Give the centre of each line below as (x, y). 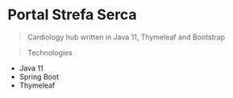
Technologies (50, 52)
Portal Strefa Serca (73, 15)
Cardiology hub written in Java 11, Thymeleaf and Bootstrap (126, 37)
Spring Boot (39, 76)
